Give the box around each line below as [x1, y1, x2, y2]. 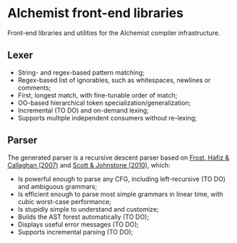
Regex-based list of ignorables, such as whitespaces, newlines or [17, 76, 211, 84]
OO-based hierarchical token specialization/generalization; [17, 98, 191, 107]
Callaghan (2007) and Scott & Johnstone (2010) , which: [7, 160, 171, 169]
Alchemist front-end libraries [7, 5, 184, 21]
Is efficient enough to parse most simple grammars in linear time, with [17, 190, 223, 198]
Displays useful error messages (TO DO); [17, 219, 139, 229]
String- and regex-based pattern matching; [17, 68, 145, 76]
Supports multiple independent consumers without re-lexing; [17, 113, 198, 122]
